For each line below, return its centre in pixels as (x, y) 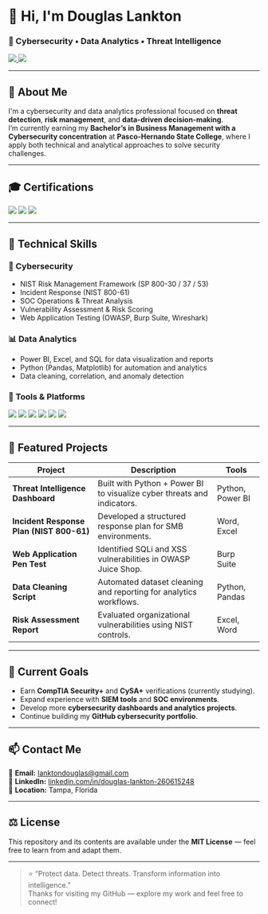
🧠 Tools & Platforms (47, 397)
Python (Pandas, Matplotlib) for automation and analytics (113, 368)
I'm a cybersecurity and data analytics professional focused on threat (123, 112)
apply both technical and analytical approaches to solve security (114, 145)
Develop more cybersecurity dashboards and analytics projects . (128, 708)
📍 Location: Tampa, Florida (53, 790)
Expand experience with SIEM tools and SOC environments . (119, 700)
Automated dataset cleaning (150, 583)
